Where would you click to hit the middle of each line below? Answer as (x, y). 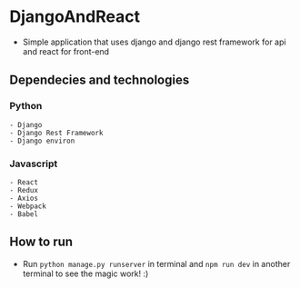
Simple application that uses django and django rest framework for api (154, 42)
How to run (41, 242)
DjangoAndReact (75, 17)
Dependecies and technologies (100, 80)
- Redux (24, 190)
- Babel (24, 214)
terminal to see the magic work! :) (85, 273)
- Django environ (42, 141)
